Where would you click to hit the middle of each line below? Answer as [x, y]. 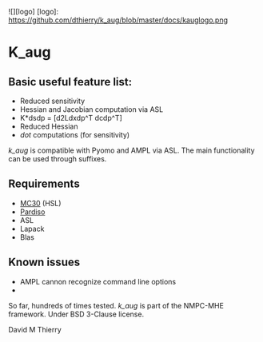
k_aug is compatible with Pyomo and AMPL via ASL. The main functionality [131, 150]
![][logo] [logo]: [34, 12]
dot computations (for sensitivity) [75, 135]
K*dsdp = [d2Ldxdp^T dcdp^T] [71, 118]
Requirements [44, 184]
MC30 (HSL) [40, 203]
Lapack [32, 229]
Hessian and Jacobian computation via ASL [92, 109]
